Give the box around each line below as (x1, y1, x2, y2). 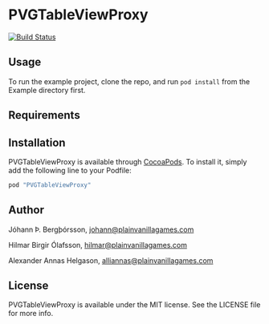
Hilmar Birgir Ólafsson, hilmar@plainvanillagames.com (8, 240, 187, 249)
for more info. (8, 309, 54, 318)
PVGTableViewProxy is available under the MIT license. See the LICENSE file (8, 300, 261, 310)
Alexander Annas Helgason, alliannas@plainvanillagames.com (8, 255, 214, 265)
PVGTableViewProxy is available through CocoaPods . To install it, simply (8, 156, 247, 166)
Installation (8, 136, 66, 149)
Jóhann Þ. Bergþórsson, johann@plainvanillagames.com (8, 225, 194, 234)
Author (8, 203, 44, 217)
